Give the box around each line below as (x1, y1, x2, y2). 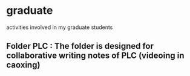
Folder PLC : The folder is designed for (6, 41, 154, 51)
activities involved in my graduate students (6, 24, 113, 31)
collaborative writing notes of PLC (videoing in (6, 51, 185, 61)
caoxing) (6, 60, 41, 70)
